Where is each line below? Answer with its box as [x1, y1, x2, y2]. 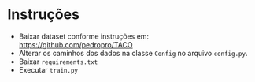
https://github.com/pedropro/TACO [18, 39, 133, 49]
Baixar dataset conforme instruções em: [18, 32, 150, 41]
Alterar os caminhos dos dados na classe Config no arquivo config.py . [18, 48, 248, 58]
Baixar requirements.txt [18, 57, 98, 66]
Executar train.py [18, 65, 78, 74]
